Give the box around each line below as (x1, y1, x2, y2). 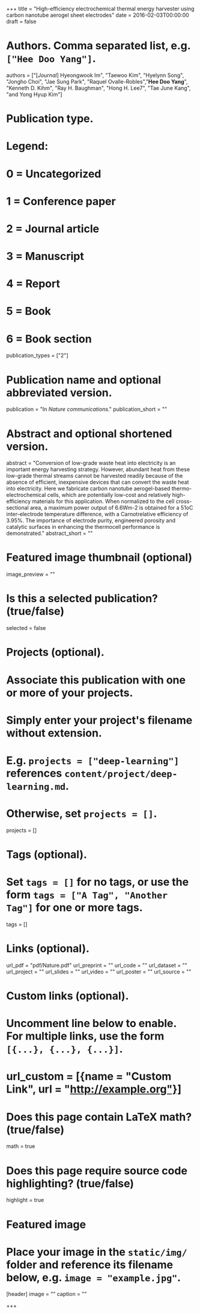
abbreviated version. (6, 386, 112, 399)
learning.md (6, 781, 66, 792)
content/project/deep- (64, 768, 178, 780)
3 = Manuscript (6, 250, 84, 264)
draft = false (6, 18, 37, 25)
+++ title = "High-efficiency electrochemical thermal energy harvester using (6, 5, 195, 12)
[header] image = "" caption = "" (6, 1291, 87, 1298)
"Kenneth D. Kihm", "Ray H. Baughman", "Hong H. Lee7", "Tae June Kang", (6, 84, 191, 91)
